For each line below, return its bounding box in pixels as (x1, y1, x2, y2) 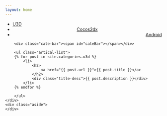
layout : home (5, 7, 32, 12)
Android (146, 31, 162, 37)
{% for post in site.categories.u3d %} (14, 54, 97, 59)
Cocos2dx (77, 26, 98, 32)
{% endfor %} (14, 85, 41, 90)
